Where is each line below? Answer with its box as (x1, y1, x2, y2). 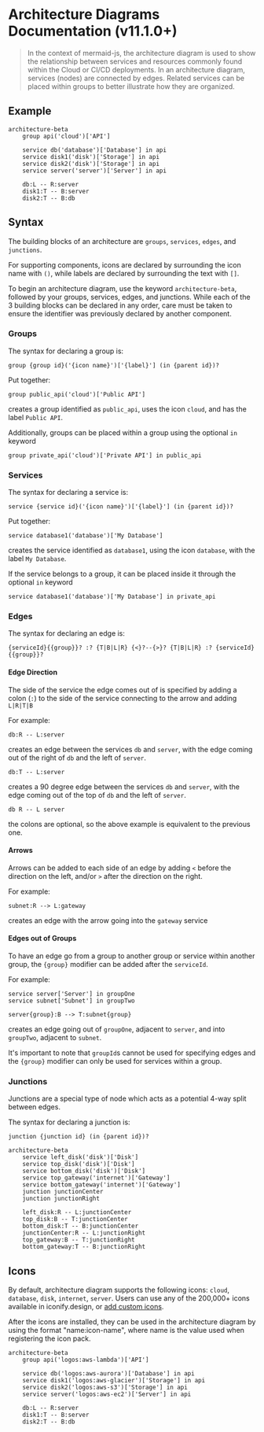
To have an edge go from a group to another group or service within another (8, 951, 255, 961)
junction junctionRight (22, 1194, 101, 1203)
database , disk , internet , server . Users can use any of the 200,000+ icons (8, 1294, 250, 1303)
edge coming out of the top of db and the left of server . (8, 790, 186, 799)
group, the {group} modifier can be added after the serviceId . (8, 960, 208, 969)
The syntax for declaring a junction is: (8, 1117, 131, 1127)
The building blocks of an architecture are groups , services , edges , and (8, 236, 236, 245)
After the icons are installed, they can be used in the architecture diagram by (8, 1317, 256, 1327)
